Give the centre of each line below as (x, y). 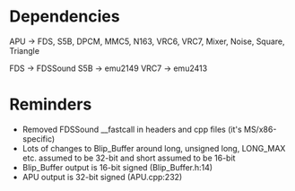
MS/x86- (260, 129)
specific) (39, 139)
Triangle (25, 50)
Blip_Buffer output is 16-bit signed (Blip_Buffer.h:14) (117, 167)
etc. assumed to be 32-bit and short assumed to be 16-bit (129, 158)
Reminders (51, 104)
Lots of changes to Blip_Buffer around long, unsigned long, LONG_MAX (154, 148)
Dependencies (65, 17)
